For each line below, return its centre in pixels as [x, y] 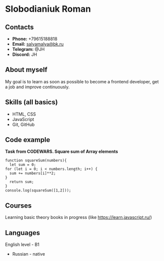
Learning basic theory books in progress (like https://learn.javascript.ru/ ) [79, 217]
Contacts [20, 27]
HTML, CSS [24, 114]
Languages [23, 233]
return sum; [22, 182]
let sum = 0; [23, 165]
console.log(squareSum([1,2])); [38, 190]
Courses [18, 205]
